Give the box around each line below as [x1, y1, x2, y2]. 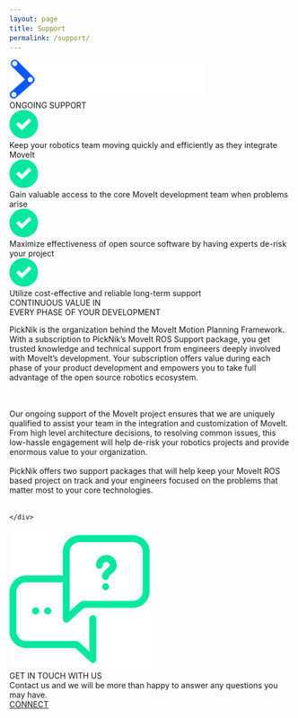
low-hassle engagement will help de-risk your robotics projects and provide [9, 437, 290, 448]
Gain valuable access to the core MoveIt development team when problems [9, 189, 289, 200]
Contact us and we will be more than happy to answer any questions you [9, 680, 278, 691]
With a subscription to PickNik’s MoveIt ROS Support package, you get [9, 334, 271, 345]
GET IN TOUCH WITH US [9, 670, 102, 681]
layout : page [9, 14, 58, 23]
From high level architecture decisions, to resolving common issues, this [9, 427, 276, 439]
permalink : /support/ [9, 33, 91, 42]
